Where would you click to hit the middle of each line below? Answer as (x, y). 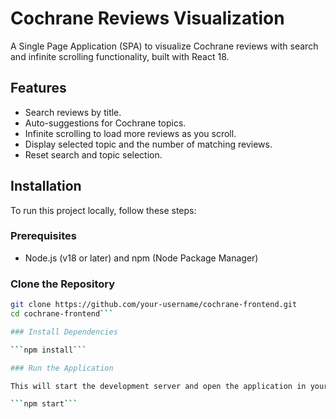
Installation (46, 186)
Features (38, 88)
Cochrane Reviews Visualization (147, 18)
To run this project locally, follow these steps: (103, 210)
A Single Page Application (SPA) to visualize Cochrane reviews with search (164, 46)
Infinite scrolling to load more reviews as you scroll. (130, 133)
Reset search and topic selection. (93, 154)
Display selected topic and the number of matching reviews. (148, 144)
